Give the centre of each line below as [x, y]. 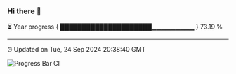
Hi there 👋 [25, 11]
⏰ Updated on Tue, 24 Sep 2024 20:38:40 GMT [77, 50]
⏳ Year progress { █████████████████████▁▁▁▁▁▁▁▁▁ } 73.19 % [115, 27]
